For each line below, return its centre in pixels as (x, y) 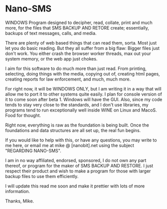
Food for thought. (23, 115)
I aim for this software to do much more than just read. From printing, (76, 68)
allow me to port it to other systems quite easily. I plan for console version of (83, 94)
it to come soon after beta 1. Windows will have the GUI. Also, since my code (84, 99)
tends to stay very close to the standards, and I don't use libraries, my (77, 104)
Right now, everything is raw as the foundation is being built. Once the (77, 125)
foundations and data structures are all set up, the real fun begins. (73, 130)
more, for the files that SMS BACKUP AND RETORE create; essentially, (77, 27)
